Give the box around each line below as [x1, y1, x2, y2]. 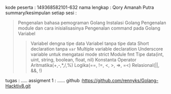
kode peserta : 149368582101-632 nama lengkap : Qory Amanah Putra [5, 5, 155, 10]
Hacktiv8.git [5, 83, 31, 89]
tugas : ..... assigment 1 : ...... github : [5, 78, 82, 83]
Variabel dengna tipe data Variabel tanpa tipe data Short [30, 40, 149, 46]
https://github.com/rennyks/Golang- [81, 78, 159, 83]
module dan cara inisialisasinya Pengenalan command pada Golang [17, 25, 160, 31]
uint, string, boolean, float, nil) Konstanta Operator [30, 57, 137, 63]
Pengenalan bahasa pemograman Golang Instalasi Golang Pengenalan [17, 20, 166, 26]
